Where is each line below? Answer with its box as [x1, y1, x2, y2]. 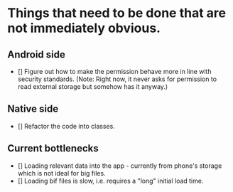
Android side [7, 48, 66, 60]
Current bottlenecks [7, 142, 99, 154]
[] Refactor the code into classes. [17, 122, 115, 130]
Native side [7, 103, 59, 115]
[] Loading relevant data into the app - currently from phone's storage [17, 161, 222, 170]
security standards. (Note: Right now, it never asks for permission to [17, 75, 217, 83]
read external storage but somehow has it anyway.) [17, 82, 168, 90]
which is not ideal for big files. [17, 169, 106, 177]
